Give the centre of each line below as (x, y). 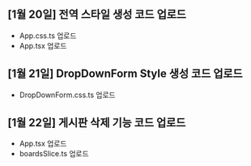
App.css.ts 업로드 (48, 36)
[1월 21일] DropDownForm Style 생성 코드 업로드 (125, 74)
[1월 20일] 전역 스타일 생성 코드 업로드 (97, 15)
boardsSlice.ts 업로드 (54, 154)
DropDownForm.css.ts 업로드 (67, 95)
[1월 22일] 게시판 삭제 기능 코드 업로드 (97, 123)
